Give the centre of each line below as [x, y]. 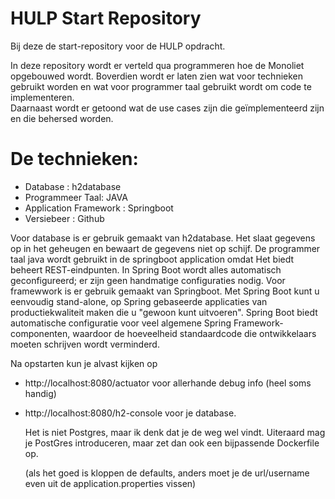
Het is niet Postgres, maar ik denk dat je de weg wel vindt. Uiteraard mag [175, 432]
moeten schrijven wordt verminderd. [85, 344]
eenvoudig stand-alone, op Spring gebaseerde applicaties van [139, 301]
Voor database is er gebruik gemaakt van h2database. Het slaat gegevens [163, 238]
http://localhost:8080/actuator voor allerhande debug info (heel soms [168, 383]
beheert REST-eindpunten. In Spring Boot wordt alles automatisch [146, 269]
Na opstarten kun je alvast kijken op [84, 363]
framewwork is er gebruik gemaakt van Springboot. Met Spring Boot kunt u [165, 291]
